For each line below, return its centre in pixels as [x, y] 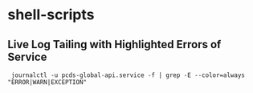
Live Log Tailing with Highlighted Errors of [114, 44]
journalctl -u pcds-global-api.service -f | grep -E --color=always [128, 75]
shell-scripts [51, 15]
